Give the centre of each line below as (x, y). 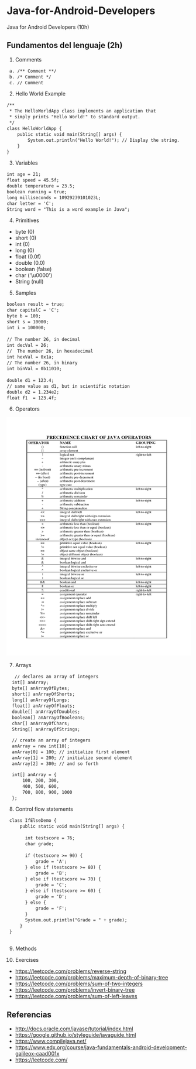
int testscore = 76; (50, 838)
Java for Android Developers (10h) (48, 27)
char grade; (39, 844)
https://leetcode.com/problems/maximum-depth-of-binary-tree (92, 978)
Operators (27, 409)
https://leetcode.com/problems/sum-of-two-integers (79, 984)
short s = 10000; (28, 322)
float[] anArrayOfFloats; (44, 706)
